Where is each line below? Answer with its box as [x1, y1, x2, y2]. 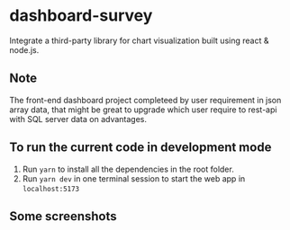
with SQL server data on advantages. [9, 113, 147, 124]
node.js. [9, 44, 40, 55]
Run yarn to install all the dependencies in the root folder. [22, 164, 234, 174]
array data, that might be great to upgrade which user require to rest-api [9, 104, 277, 115]
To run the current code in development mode [9, 140, 272, 155]
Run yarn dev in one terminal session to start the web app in [22, 172, 246, 184]
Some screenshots [9, 208, 117, 224]
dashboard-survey [9, 5, 153, 26]
